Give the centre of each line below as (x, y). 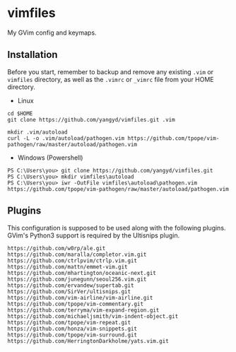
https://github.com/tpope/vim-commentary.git (75, 304)
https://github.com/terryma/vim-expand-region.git (83, 310)
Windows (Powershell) (50, 158)
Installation (33, 55)
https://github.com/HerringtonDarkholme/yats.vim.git (88, 341)
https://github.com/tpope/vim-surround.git (72, 335)
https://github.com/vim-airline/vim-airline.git (80, 298)
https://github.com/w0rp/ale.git (57, 248)
